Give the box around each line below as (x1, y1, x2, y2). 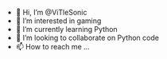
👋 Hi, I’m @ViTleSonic (15, 8, 87, 17)
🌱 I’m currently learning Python (15, 25, 118, 33)
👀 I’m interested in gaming (15, 16, 102, 26)
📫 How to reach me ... (15, 42, 90, 51)
